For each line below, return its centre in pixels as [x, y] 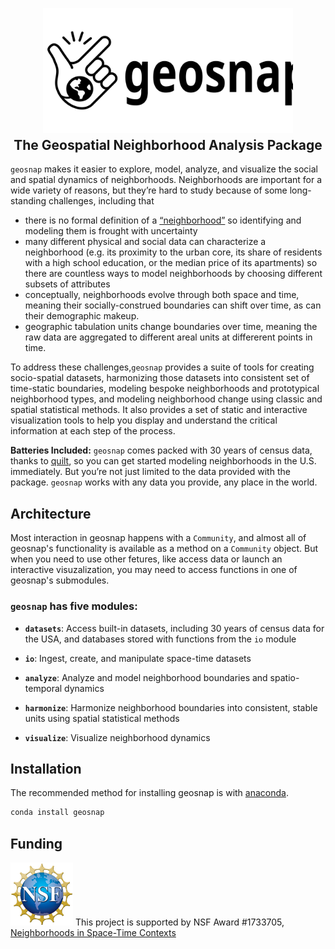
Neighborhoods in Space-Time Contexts [93, 932]
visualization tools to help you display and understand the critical [144, 420]
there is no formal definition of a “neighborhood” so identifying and [163, 220]
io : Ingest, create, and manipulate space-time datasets [138, 658]
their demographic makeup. [82, 316]
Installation [46, 768]
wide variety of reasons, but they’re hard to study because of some [149, 190]
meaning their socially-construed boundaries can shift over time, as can [173, 305]
